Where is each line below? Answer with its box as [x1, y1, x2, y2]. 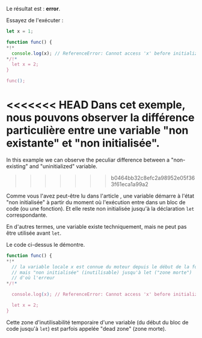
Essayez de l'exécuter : [6, 17, 64, 23]
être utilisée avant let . [6, 229, 62, 237]
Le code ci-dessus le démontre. [6, 241, 85, 248]
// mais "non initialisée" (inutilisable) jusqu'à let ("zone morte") [11, 270, 192, 276]
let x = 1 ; [6, 28, 34, 34]
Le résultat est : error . [6, 5, 61, 12]
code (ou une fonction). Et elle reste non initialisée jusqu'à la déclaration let [6, 205, 194, 212]
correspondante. [6, 211, 48, 219]
